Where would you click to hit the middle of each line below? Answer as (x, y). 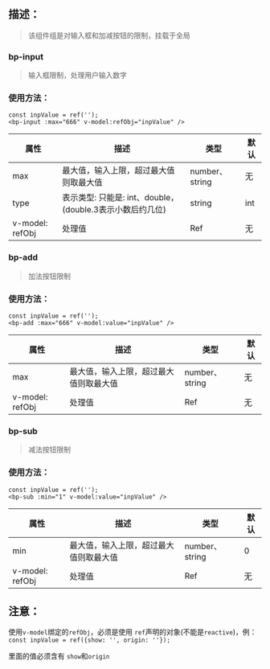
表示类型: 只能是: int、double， (120, 198)
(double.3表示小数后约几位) (114, 210)
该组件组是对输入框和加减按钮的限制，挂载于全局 (109, 35)
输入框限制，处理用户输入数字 (77, 76)
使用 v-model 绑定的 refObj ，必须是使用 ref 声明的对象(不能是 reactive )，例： (133, 632)
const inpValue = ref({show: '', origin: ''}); (90, 640)
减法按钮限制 (49, 449)
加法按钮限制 (49, 276)
